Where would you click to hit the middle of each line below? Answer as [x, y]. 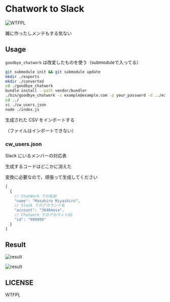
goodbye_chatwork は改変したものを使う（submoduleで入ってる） [73, 62]
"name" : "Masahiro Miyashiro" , [47, 201]
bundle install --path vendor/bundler [46, 91]
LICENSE [19, 283]
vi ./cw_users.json [26, 105]
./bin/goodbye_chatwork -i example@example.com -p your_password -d [79, 96]
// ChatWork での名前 [36, 196]
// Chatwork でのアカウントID [44, 215]
